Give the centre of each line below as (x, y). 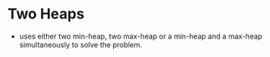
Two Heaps (46, 14)
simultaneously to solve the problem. (81, 44)
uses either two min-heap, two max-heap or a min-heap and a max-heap (141, 36)
